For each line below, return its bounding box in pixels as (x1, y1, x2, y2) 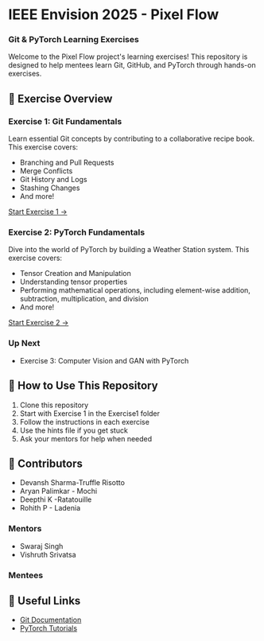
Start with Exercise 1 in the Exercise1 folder (19, 408, 161, 418)
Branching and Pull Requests (19, 157, 115, 168)
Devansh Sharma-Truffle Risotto (19, 478, 126, 488)
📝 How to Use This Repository (8, 379, 158, 393)
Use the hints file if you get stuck (19, 425, 129, 435)
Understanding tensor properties (19, 277, 128, 287)
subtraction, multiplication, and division (19, 294, 149, 304)
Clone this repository (19, 400, 89, 410)
